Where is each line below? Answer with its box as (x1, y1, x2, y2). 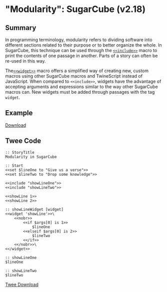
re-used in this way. (5, 58, 46, 64)
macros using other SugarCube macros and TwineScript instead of (5, 73, 143, 79)
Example (5, 109, 33, 117)
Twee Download (5, 281, 38, 287)
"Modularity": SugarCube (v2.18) (5, 4, 146, 15)
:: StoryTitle (5, 150, 35, 155)
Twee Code (5, 137, 41, 145)
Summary (5, 24, 36, 32)
